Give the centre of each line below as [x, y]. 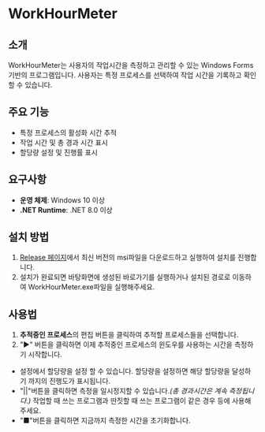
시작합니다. [45, 355]
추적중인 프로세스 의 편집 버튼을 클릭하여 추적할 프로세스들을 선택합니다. [129, 335]
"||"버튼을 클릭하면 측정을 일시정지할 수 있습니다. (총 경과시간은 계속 [123, 391]
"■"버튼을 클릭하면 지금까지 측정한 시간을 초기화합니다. [105, 421]
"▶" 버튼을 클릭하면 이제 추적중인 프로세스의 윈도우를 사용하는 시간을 [126, 344]
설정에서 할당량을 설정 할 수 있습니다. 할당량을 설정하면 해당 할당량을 [125, 371]
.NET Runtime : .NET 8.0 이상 [66, 210]
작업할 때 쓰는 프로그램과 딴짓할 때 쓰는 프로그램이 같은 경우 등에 [131, 401]
